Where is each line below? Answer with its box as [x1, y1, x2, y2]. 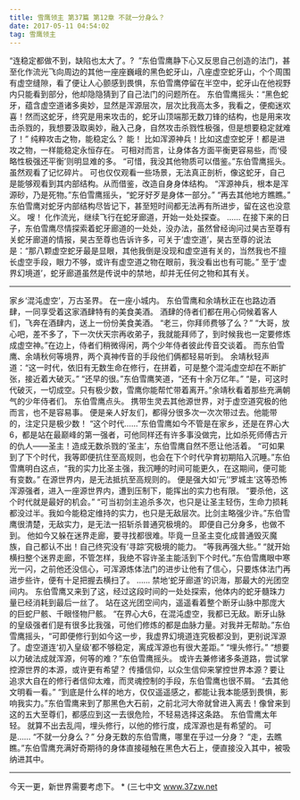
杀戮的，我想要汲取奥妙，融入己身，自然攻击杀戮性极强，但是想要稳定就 [16, 123, 283, 133]
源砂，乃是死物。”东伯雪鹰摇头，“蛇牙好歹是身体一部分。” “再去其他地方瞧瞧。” [9, 190, 291, 200]
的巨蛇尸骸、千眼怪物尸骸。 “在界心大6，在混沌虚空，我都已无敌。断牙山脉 [9, 609, 286, 619]
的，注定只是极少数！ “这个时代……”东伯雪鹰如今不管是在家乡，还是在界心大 [9, 418, 290, 430]
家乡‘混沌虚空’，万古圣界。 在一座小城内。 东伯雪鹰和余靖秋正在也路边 [9, 295, 269, 306]
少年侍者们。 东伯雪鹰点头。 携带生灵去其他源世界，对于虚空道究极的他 [24, 396, 287, 407]
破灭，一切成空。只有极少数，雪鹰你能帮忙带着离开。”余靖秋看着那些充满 [16, 385, 283, 396]
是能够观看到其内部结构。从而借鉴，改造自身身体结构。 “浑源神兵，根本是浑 [9, 178, 289, 189]
